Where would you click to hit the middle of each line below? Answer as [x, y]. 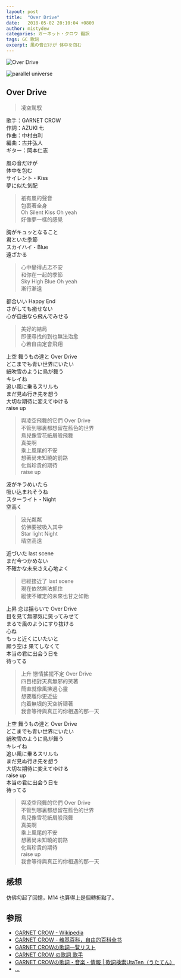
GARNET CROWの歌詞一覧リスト [55, 948]
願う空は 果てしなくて [33, 646]
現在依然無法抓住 [42, 588]
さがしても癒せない [29, 308]
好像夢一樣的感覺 [42, 219]
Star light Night [39, 533]
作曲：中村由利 [24, 135]
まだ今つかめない [27, 561]
